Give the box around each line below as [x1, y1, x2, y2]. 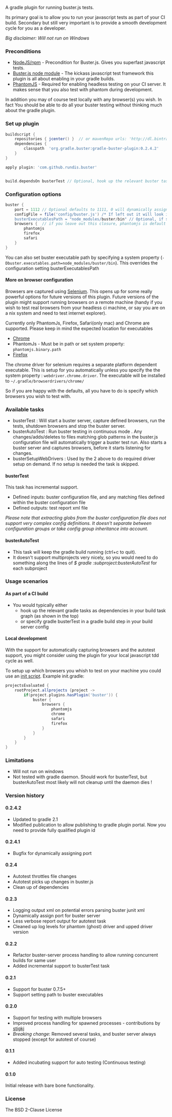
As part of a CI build [5, 590, 49, 597]
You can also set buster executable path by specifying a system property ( [5, 254, 162, 260]
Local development [5, 636, 47, 642]
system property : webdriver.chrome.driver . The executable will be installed [5, 372, 165, 378]
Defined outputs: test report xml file [12, 505, 88, 511]
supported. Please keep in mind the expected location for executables [5, 325, 153, 332]
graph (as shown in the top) [20, 612, 79, 619]
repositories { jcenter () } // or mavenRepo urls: [14, 137, 127, 142]
